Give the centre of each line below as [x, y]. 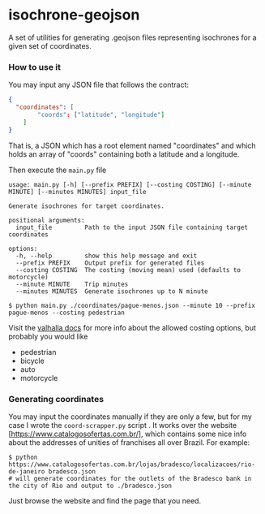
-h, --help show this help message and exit [107, 256]
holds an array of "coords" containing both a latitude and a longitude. [124, 154]
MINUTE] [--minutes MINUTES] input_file [78, 192]
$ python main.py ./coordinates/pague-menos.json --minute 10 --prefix [132, 305]
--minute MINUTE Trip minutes [72, 284]
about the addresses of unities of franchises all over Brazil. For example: [129, 442]
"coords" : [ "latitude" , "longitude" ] [101, 114]
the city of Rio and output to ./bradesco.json [90, 486]
